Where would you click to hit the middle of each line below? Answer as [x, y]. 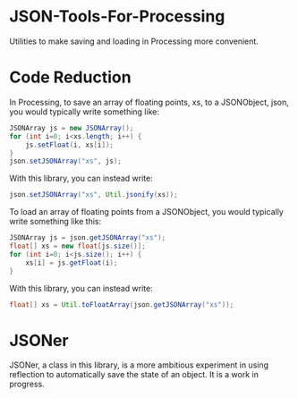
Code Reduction [70, 77]
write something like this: [55, 222]
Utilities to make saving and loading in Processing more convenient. [134, 41]
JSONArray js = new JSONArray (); [72, 128]
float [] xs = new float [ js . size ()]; [77, 246]
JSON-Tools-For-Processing [117, 17]
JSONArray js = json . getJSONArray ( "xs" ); [88, 238]
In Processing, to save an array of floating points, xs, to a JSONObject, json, [149, 102]
